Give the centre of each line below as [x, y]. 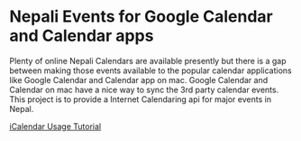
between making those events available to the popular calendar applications [150, 70]
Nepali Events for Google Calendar [141, 17]
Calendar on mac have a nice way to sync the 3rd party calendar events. [144, 89]
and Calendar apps [82, 36]
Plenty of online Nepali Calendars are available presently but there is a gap [148, 61]
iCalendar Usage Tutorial [55, 126]
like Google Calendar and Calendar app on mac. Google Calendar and [139, 80]
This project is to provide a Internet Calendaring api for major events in [141, 99]
